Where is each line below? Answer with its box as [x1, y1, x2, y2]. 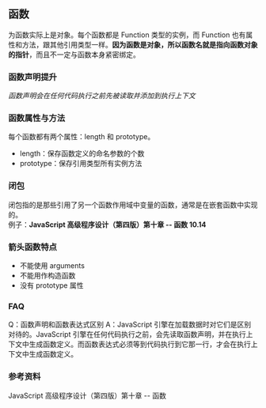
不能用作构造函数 [19, 271, 76, 280]
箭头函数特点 [8, 241, 58, 252]
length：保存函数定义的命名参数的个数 [19, 149, 145, 158]
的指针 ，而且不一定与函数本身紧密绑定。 [8, 50, 140, 59]
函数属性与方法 [8, 113, 66, 124]
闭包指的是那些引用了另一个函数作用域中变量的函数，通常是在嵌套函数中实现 [8, 200, 258, 210]
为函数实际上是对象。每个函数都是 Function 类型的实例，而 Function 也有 [8, 30, 246, 40]
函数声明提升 [8, 71, 58, 82]
